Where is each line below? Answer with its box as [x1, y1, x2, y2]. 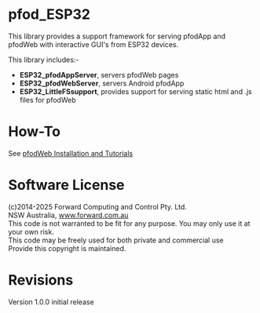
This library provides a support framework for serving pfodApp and [8, 31, 226, 41]
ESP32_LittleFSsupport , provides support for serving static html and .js [19, 86, 253, 96]
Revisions [8, 271, 74, 289]
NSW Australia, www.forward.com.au [8, 210, 129, 220]
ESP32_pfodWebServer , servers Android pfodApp [19, 78, 185, 88]
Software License [8, 177, 125, 194]
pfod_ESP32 [8, 5, 90, 24]
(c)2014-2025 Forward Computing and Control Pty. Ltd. [8, 202, 187, 211]
